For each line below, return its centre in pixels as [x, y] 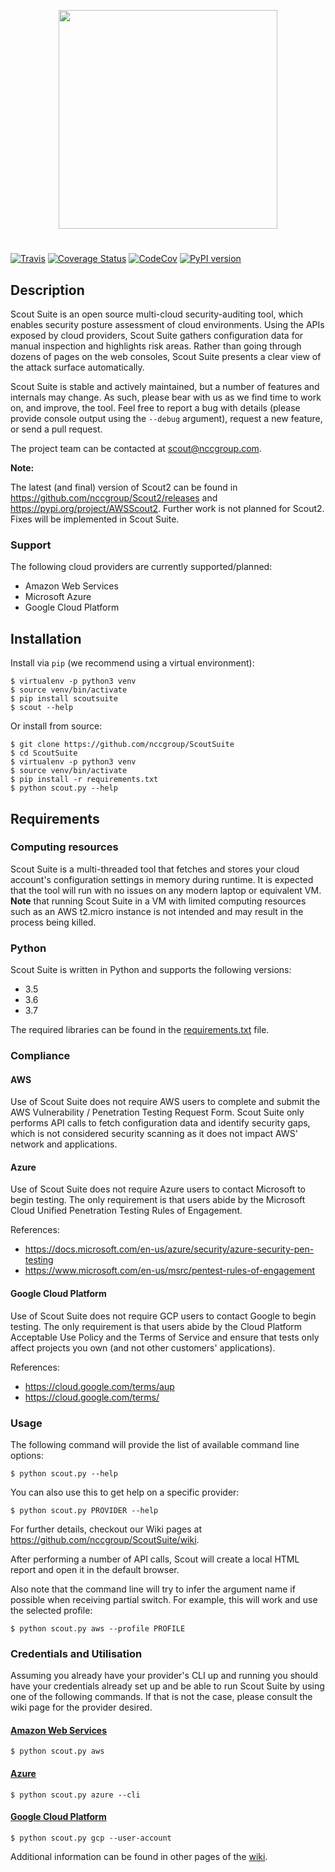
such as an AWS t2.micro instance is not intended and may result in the [157, 911]
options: [27, 1455]
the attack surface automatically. [77, 367]
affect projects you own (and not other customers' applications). [143, 1347]
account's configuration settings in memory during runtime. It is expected [162, 879]
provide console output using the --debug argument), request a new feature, [166, 418]
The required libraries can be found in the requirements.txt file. [140, 1030]
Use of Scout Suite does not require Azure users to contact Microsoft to [158, 1189]
